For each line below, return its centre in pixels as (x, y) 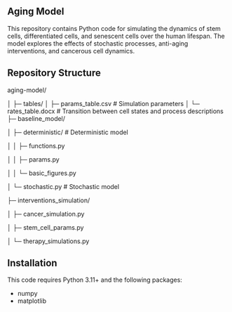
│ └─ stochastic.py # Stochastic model (63, 186)
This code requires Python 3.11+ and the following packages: (95, 280)
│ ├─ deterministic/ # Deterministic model (68, 132)
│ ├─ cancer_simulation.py (46, 214)
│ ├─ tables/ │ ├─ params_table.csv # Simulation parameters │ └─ (103, 103)
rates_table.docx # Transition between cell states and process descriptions (116, 111)
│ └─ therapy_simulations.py (48, 241)
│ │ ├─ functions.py (36, 145)
